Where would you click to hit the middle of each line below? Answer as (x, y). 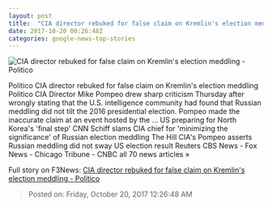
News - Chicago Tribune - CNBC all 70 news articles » (99, 154)
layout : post (30, 16)
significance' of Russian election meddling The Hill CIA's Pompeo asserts (130, 137)
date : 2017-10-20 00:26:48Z (56, 31)
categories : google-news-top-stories (72, 38)
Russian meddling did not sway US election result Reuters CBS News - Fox (133, 146)
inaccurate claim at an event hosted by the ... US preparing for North (123, 120)
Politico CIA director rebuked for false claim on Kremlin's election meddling (134, 86)
